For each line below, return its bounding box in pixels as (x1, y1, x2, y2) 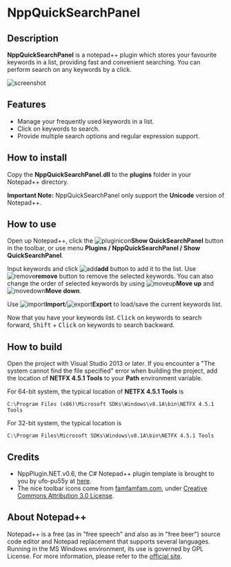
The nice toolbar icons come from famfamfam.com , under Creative (17, 484, 208, 492)
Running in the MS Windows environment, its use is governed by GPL (7, 544, 204, 552)
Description (7, 32, 59, 44)
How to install (7, 152, 68, 164)
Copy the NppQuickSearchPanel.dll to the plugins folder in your (7, 170, 192, 178)
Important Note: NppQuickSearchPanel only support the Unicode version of (7, 191, 225, 199)
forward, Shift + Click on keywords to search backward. (7, 321, 174, 329)
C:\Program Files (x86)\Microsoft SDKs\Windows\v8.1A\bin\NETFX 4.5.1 (7, 401, 214, 408)
